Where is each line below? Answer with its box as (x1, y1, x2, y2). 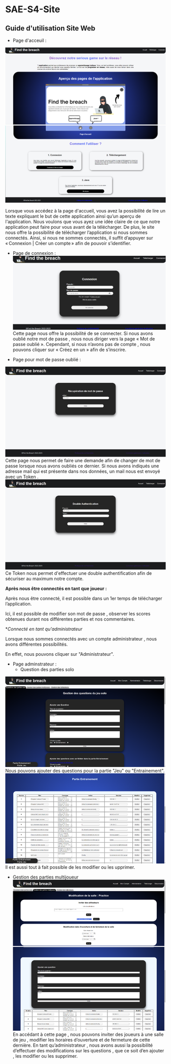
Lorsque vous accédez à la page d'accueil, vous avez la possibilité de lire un (5, 207, 166, 214)
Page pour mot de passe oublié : (12, 356, 81, 362)
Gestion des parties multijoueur (12, 874, 79, 880)
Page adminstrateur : (12, 661, 57, 667)
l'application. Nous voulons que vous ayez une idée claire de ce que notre (5, 218, 160, 225)
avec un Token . (5, 474, 39, 480)
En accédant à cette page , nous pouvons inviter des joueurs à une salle (12, 1031, 164, 1038)
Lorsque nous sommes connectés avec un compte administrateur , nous (5, 636, 157, 642)
